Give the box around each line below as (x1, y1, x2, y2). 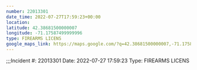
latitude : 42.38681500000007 (6, 24, 77, 31)
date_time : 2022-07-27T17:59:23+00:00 (6, 14, 101, 20)
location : (6, 19, 30, 25)
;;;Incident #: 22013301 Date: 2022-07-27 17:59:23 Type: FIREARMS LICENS (6, 57, 189, 64)
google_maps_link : (6, 41, 51, 47)
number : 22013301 (6, 8, 49, 15)
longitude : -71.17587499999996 (6, 30, 83, 36)
